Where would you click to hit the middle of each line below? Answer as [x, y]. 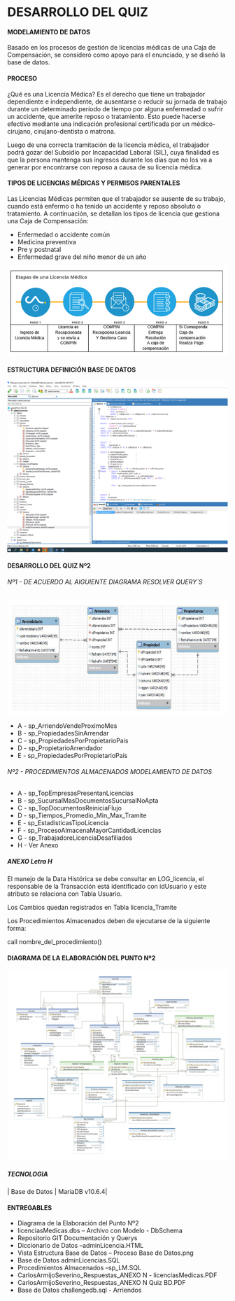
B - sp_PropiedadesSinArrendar [63, 733]
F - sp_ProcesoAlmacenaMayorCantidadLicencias [89, 831]
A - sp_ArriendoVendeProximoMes [67, 726]
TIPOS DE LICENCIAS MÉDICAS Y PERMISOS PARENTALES [94, 183]
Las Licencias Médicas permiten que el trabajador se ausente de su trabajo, [116, 198]
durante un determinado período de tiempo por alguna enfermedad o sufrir [115, 108]
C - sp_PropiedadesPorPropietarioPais [73, 741]
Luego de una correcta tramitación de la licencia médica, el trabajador [108, 145]
